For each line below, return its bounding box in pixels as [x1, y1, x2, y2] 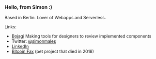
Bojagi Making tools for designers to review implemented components [11, 33, 152, 39]
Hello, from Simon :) [4, 4, 53, 11]
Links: [4, 24, 16, 30]
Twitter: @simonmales [11, 38, 56, 44]
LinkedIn [11, 44, 29, 49]
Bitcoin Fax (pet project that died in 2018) [11, 48, 94, 54]
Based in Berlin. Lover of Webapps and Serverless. [4, 15, 106, 21]
